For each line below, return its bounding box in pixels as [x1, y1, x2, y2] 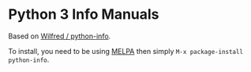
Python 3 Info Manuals [8, 5, 159, 23]
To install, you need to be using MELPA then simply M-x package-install [8, 46, 243, 56]
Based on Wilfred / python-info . [8, 31, 111, 41]
